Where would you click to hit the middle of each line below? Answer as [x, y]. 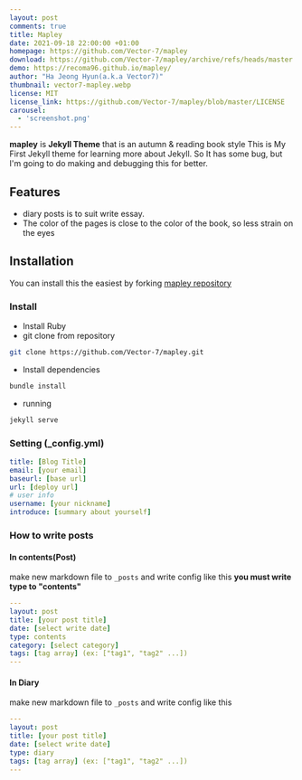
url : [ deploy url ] [44, 487]
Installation [42, 262]
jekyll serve [34, 420]
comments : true [38, 26]
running [37, 403]
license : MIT [34, 93]
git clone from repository [69, 336]
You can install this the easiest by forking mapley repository [121, 283]
